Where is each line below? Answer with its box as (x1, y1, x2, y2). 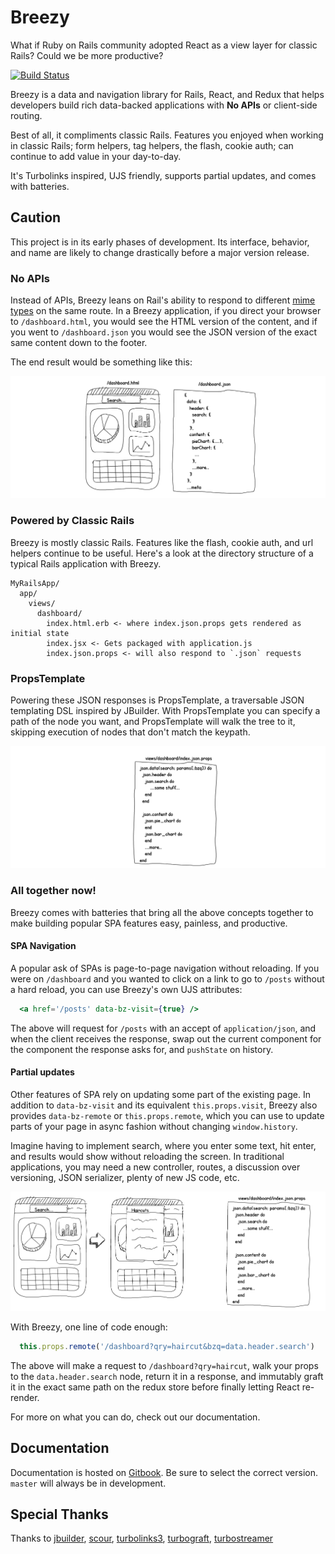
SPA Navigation (10, 940, 77, 952)
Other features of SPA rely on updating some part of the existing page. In (10, 1089, 311, 1100)
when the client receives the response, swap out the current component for (10, 1032, 322, 1045)
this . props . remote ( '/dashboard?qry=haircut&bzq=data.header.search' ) (19, 1341, 315, 1351)
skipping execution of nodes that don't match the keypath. (10, 726, 251, 738)
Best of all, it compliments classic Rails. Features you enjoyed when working (10, 129, 324, 141)
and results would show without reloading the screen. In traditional (10, 1151, 285, 1162)
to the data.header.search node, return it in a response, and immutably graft (10, 1370, 324, 1382)
